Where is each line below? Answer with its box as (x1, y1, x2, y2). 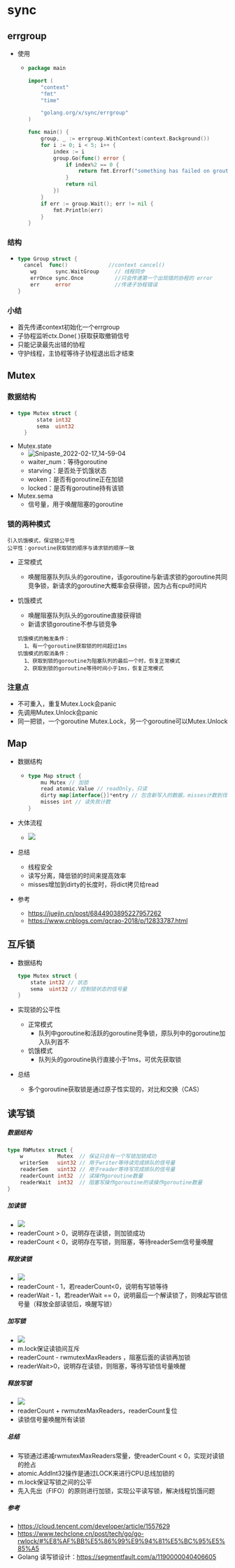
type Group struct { (17, 255, 78, 262)
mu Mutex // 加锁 (41, 779, 89, 786)
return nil (65, 181, 98, 188)
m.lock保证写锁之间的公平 (17, 1478, 92, 1486)
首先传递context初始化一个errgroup (17, 323, 120, 331)
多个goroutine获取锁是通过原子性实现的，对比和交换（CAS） (27, 1085, 204, 1093)
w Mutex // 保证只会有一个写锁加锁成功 (20, 1153, 157, 1160)
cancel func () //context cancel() (24, 262, 166, 269)
